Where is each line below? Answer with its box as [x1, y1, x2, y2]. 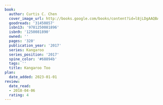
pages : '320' [9, 39, 36, 44]
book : [4, 7, 16, 12]
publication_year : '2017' [9, 43, 62, 48]
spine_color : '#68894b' [9, 57, 57, 61]
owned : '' [9, 34, 29, 39]
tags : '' [9, 61, 27, 66]
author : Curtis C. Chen [9, 12, 57, 16]
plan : [4, 70, 16, 75]
